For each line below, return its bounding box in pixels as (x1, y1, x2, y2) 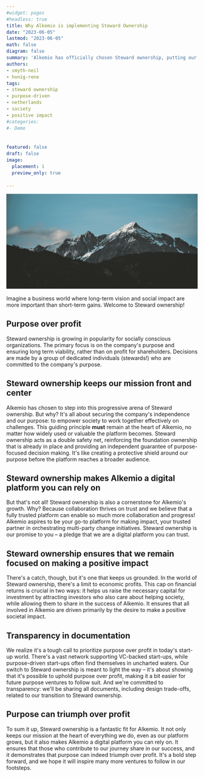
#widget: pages (6, 10, 45, 16)
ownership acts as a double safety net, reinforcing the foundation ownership (6, 436, 197, 443)
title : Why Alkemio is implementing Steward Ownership (6, 22, 148, 29)
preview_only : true (12, 170, 61, 176)
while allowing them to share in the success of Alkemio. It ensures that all (6, 600, 189, 607)
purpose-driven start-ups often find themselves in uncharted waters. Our (6, 659, 189, 667)
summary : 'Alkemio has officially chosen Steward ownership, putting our (6, 55, 197, 61)
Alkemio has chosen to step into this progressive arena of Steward (6, 404, 172, 411)
